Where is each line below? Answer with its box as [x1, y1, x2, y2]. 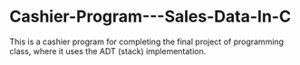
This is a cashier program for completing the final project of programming [9, 36, 284, 47]
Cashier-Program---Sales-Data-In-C [9, 6, 292, 27]
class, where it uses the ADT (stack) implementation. [9, 45, 207, 56]
